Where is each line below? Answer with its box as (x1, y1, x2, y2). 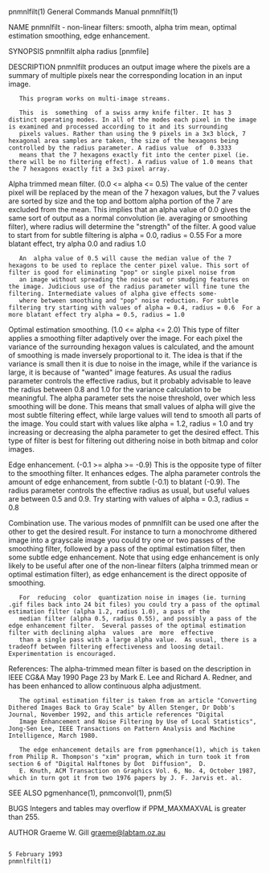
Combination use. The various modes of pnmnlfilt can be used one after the (8, 518, 260, 527)
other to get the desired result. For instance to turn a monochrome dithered (8, 527, 257, 536)
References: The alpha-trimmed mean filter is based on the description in (8, 664, 252, 674)
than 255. (8, 812, 40, 822)
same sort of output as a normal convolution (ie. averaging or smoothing (8, 213, 247, 223)
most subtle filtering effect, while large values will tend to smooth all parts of (8, 410, 261, 420)
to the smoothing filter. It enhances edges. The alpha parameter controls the (8, 469, 261, 477)
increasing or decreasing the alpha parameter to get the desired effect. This (8, 428, 260, 436)
